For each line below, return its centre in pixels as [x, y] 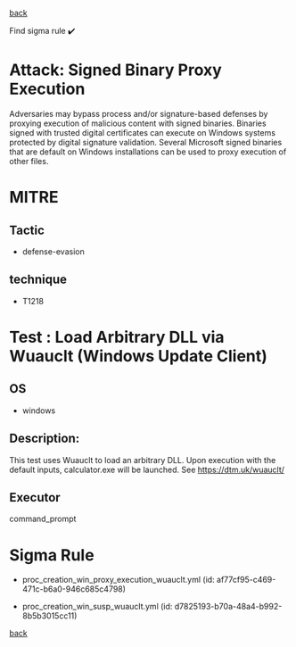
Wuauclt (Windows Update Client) [138, 356]
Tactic [27, 230]
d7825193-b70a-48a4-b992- [228, 607]
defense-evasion [53, 251]
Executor [35, 498]
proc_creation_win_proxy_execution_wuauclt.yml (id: [119, 580]
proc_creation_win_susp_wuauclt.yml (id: [97, 607]
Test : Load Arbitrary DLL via [117, 337]
